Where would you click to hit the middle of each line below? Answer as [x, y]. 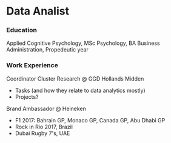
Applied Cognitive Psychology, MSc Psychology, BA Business [83, 43]
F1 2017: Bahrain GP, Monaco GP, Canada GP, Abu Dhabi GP [90, 120]
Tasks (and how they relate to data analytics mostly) [80, 90]
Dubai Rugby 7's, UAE [42, 133]
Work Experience [32, 65]
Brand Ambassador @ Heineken [46, 108]
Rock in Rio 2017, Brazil [44, 127]
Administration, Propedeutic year [48, 50]
